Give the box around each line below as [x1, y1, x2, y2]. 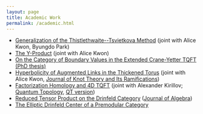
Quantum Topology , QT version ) [15, 89, 95, 96]
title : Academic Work [6, 15, 61, 21]
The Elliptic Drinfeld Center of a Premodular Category [15, 101, 149, 109]
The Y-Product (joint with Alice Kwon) [15, 50, 109, 57]
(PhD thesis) [15, 62, 47, 70]
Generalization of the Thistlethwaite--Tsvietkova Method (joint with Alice [15, 37, 196, 44]
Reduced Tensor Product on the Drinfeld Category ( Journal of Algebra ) [15, 95, 193, 102]
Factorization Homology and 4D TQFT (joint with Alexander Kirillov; [15, 82, 183, 89]
